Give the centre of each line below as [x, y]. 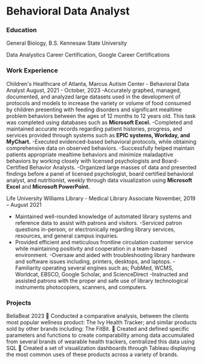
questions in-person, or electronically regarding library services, [95, 229]
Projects [19, 302]
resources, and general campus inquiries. [67, 236]
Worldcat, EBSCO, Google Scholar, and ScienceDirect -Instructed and [101, 274]
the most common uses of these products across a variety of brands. [92, 354]
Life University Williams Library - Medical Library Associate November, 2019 [101, 198]
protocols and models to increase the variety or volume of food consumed [99, 103]
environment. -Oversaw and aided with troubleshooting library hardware [105, 255]
